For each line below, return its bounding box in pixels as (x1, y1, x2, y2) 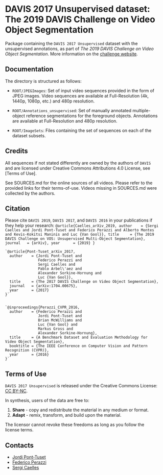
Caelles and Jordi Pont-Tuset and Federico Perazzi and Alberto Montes (5, 228, 154, 233)
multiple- (132, 107, 151, 113)
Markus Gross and (38, 326, 73, 331)
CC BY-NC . (5, 388, 28, 394)
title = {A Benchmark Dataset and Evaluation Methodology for (9, 335, 148, 340)
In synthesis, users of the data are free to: (5, 398, 90, 403)
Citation (5, 204, 30, 213)
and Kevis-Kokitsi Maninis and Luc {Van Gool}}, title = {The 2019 (5, 232, 154, 237)
